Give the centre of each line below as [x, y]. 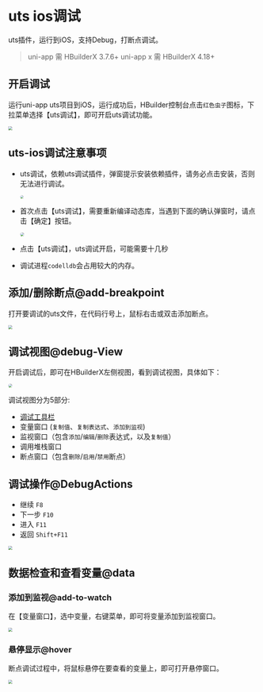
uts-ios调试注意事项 [57, 153]
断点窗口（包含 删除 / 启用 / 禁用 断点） [75, 456]
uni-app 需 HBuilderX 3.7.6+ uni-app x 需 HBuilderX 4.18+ [121, 56]
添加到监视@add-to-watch [60, 598]
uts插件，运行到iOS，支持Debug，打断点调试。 [85, 40]
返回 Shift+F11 [44, 534]
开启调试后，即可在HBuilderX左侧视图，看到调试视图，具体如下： [115, 372]
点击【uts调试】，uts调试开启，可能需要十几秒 [94, 248]
